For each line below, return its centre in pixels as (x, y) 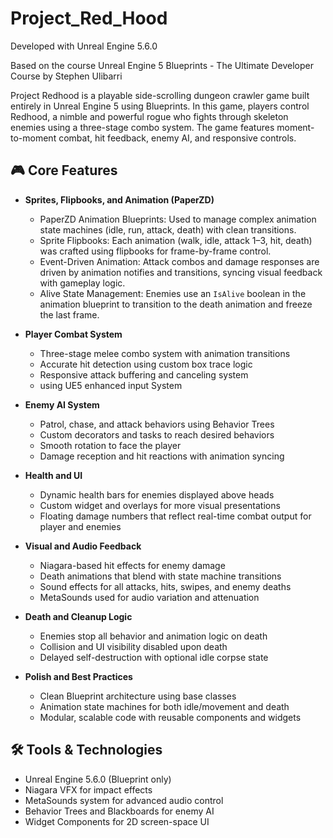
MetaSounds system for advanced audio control (124, 800)
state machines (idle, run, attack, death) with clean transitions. (168, 229)
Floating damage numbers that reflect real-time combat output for (175, 516)
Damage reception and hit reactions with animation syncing (162, 456)
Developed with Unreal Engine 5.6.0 (84, 46)
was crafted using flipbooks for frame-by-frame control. (155, 251)
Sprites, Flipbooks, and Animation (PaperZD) (119, 199)
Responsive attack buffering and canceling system (144, 374)
